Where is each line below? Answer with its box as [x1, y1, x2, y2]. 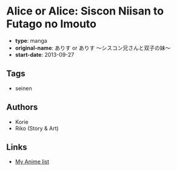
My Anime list [15, 158, 50, 166]
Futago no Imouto [6, 17, 97, 31]
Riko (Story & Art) [15, 124, 59, 132]
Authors [6, 102, 38, 112]
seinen [15, 85, 32, 92]
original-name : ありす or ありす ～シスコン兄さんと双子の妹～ [15, 44, 171, 51]
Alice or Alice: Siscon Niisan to [6, 4, 164, 18]
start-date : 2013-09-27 [15, 51, 75, 58]
